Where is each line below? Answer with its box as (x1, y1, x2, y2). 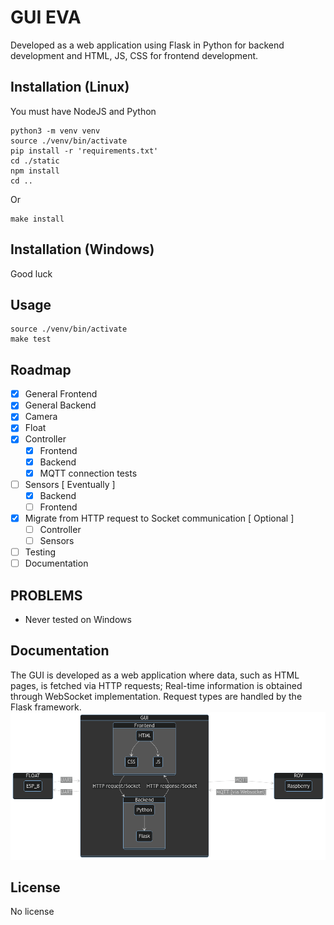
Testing (24, 546, 57, 558)
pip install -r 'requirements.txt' (10, 146, 159, 156)
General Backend (24, 399, 97, 411)
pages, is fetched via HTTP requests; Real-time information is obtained (10, 679, 303, 691)
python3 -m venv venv (10, 126, 101, 136)
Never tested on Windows (24, 614, 132, 625)
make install (10, 214, 65, 224)
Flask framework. (10, 701, 82, 713)
